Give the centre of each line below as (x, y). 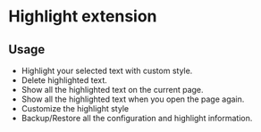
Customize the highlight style (75, 108)
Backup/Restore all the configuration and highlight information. (137, 118)
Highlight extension (83, 16)
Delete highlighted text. (64, 80)
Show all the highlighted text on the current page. (112, 90)
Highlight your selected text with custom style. (107, 70)
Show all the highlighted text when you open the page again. (133, 99)
